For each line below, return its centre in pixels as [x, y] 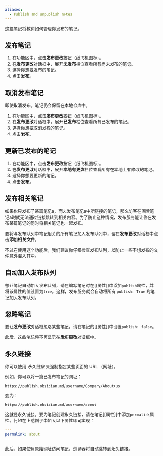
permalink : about [23, 434]
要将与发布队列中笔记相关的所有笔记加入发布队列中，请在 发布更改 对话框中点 [81, 233]
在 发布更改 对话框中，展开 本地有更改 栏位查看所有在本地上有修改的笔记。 [84, 169]
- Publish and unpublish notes [41, 14]
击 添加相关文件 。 [22, 239]
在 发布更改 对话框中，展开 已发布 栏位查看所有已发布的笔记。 [72, 122]
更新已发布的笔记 [31, 151]
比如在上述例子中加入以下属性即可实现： [54, 421]
